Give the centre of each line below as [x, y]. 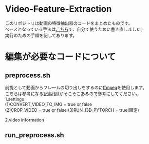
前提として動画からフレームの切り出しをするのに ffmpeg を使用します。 [76, 87]
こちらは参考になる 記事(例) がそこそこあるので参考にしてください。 [73, 93]
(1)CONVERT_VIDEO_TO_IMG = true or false [48, 104]
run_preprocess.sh [35, 135]
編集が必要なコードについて [60, 57]
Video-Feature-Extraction [58, 9]
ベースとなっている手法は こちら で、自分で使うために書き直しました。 [75, 29]
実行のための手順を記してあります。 [41, 35]
